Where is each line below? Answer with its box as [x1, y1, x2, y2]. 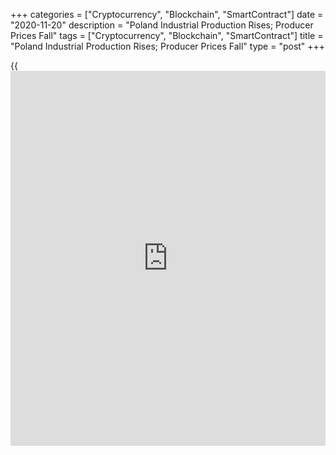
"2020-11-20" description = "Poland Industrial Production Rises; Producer [10, 19, 314, 31]
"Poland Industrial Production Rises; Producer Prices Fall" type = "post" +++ [10, 40, 326, 52]
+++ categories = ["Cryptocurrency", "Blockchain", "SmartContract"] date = [10, 9, 324, 20]
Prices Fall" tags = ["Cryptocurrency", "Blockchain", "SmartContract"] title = [10, 30, 324, 41]
